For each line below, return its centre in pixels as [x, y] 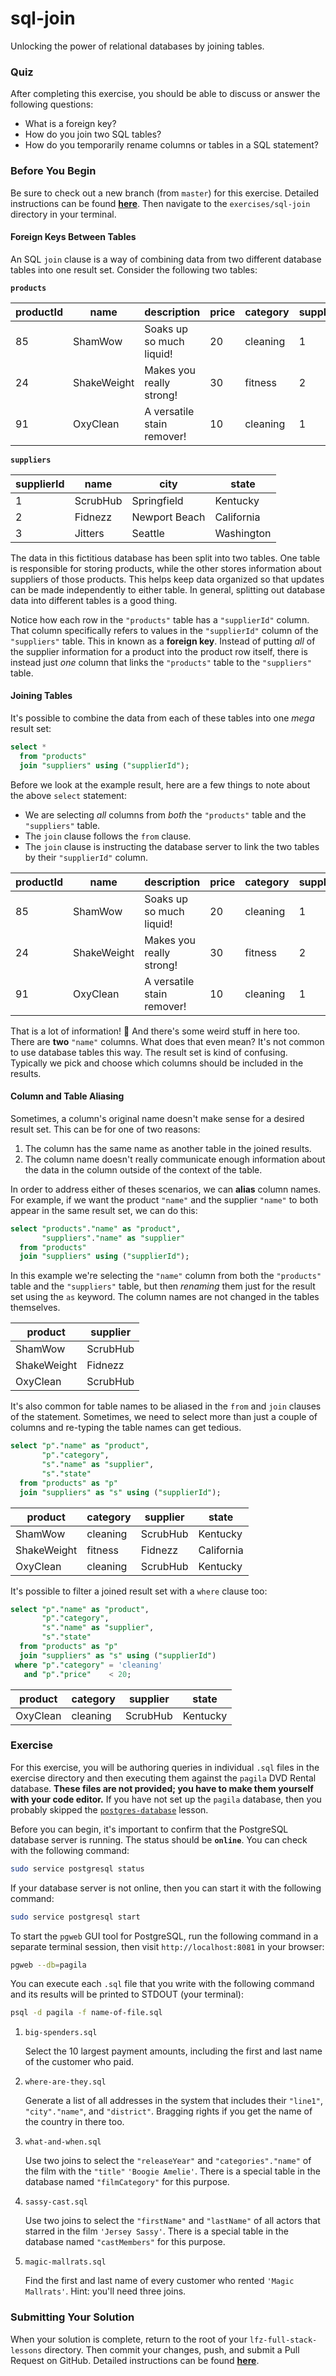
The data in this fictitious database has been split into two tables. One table [165, 558]
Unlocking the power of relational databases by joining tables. [137, 46]
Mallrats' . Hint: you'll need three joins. [105, 2291]
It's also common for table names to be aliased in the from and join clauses [166, 1406]
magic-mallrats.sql [65, 2262]
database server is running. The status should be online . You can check [159, 1839]
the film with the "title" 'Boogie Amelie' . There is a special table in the [172, 2171]
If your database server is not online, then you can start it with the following [166, 1888]
